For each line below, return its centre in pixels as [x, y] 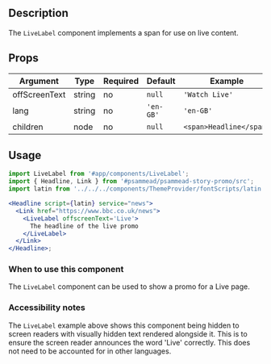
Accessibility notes [47, 308]
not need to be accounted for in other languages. [90, 351]
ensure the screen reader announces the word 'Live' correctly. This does [129, 342]
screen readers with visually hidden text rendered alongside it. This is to [128, 333]
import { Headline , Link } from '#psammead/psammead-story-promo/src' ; [131, 182]
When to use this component [66, 270]
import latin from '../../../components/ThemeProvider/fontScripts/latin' [137, 189]
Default [161, 81]
